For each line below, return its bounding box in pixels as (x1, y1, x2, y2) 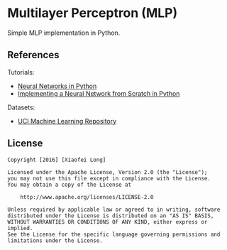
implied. (7, 224, 33, 232)
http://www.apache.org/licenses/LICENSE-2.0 (20, 193, 154, 200)
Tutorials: (7, 67, 35, 76)
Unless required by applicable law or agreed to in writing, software (7, 206, 221, 213)
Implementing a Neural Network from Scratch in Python (17, 89, 180, 97)
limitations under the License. (7, 237, 103, 244)
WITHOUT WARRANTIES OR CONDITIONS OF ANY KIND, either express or (7, 218, 208, 225)
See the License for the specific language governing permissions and (7, 231, 221, 238)
